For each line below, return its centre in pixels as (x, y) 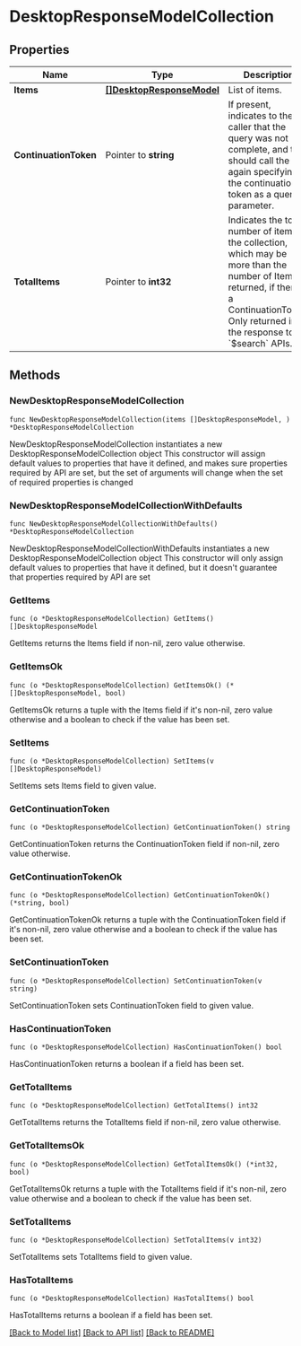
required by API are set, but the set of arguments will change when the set (146, 472)
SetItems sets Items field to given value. (83, 785)
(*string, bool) (39, 904)
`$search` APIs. (260, 343)
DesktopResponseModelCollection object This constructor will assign (138, 453)
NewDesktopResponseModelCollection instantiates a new (116, 444)
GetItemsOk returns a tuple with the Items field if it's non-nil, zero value (141, 710)
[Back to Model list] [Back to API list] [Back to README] (112, 1333)
